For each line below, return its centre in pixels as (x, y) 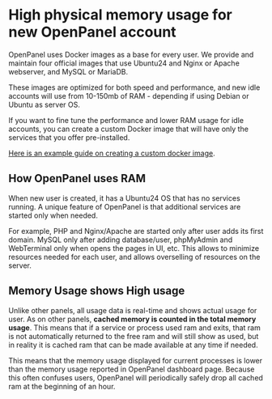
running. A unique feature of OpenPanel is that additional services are (125, 206)
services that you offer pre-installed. (69, 137)
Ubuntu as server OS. (45, 104)
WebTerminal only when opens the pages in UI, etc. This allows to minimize (134, 248)
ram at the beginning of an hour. (62, 386)
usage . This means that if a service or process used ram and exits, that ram (134, 327)
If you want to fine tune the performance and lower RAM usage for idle (126, 120)
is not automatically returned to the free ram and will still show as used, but (134, 336)
